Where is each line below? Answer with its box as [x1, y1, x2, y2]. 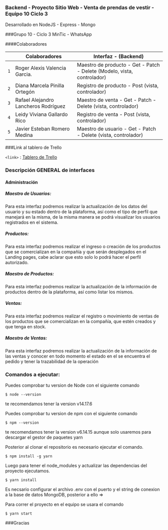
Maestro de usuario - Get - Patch [76, 125, 156, 132]
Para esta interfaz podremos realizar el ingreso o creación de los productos [5, 243, 161, 249]
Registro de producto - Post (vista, [76, 82, 159, 89]
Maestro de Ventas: [5, 335, 47, 341]
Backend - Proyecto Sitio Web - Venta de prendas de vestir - [5, 4, 154, 11]
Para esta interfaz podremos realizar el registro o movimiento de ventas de [5, 313, 159, 319]
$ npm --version [5, 420, 39, 425]
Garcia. [15, 71, 32, 78]
